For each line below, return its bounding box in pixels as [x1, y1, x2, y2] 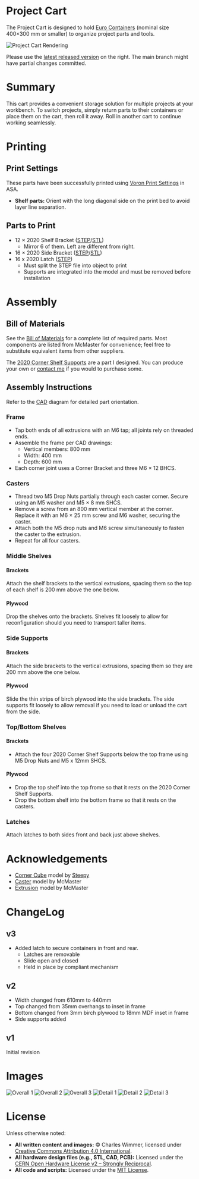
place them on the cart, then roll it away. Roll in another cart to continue [6, 112, 181, 120]
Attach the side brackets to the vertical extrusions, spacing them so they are [6, 662, 193, 669]
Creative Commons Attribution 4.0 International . [14, 1147, 132, 1155]
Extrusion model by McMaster [14, 885, 89, 892]
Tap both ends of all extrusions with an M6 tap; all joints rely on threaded [14, 427, 194, 434]
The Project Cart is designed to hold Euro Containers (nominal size [6, 24, 169, 31]
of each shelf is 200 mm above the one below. [6, 586, 120, 593]
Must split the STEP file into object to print [23, 262, 127, 269]
